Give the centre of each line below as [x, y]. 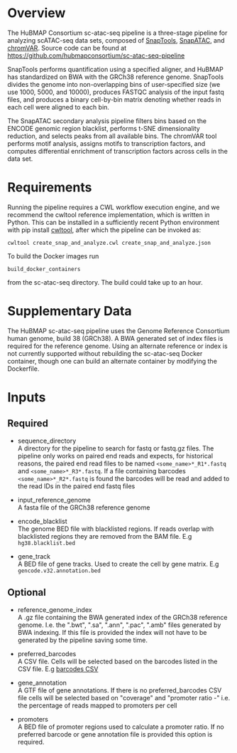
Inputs [27, 397]
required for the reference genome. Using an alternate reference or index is [118, 346]
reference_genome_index [55, 609]
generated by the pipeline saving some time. [82, 640]
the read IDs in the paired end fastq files [76, 486]
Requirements [50, 188]
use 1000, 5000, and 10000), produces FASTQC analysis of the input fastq [116, 92]
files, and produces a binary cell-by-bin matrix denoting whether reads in [114, 99]
